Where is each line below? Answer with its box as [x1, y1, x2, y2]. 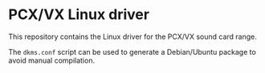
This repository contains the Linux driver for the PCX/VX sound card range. [8, 32, 257, 41]
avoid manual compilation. [8, 56, 95, 65]
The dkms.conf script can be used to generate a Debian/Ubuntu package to [8, 47, 257, 56]
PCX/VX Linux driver [8, 6, 150, 24]
